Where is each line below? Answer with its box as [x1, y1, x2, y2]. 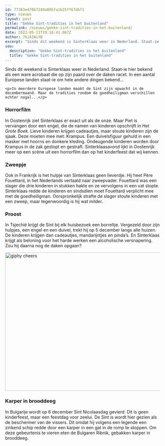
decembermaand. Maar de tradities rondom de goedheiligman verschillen [5, 90, 155, 96]
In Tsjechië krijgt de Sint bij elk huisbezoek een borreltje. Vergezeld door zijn [5, 222, 160, 228]
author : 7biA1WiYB [5, 35, 43, 40]
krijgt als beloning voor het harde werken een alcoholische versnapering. [5, 238, 153, 243]
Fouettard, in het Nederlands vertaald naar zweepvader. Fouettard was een [5, 178, 157, 183]
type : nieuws [5, 12, 32, 17]
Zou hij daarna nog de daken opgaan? [5, 243, 82, 249]
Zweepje [5, 161, 27, 168]
